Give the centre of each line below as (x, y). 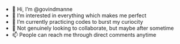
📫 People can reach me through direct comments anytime (84, 35)
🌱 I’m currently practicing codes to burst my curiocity (77, 22)
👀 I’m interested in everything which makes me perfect (79, 15)
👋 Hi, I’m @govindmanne (42, 9)
